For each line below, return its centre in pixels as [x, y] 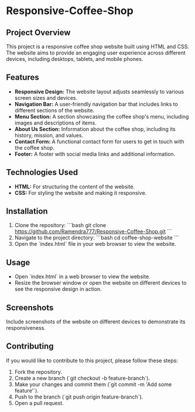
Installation [27, 212]
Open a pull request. [39, 403]
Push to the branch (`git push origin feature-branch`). [79, 397]
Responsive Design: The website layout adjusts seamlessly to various [99, 92]
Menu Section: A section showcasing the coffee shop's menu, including [102, 116]
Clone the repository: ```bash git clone [60, 225]
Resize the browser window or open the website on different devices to [100, 283]
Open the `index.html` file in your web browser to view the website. [95, 244]
